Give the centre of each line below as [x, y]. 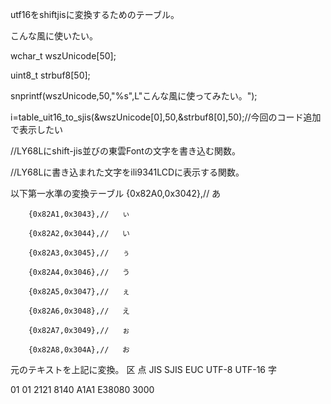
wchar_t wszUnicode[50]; [63, 56]
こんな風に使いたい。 [54, 36]
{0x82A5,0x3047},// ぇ [79, 292]
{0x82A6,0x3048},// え [79, 311]
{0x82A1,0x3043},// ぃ [79, 214]
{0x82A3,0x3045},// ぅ [79, 253]
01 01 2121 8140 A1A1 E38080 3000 [82, 389]
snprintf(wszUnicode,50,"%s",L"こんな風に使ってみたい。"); [134, 96]
